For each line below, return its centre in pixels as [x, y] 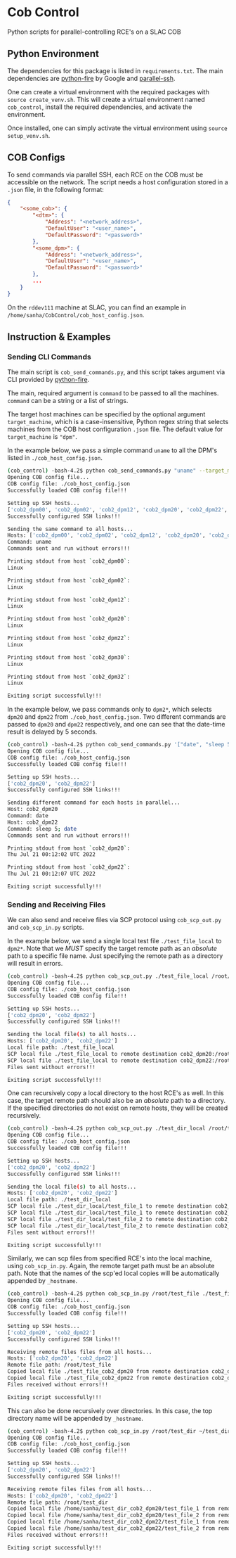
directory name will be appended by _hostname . [76, 1418]
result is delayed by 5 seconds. [52, 732]
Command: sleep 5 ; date [42, 829]
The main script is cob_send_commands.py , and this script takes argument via [116, 372]
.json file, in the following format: [55, 189]
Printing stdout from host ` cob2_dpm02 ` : [69, 580]
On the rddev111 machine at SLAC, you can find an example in [97, 307]
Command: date [28, 816]
